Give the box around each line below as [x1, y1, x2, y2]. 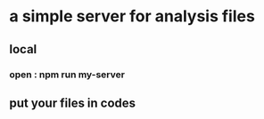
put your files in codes [9, 95, 136, 110]
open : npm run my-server [9, 68, 125, 81]
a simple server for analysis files [9, 6, 256, 27]
